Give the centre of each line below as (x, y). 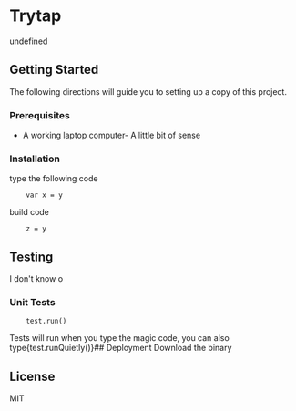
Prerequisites (40, 115)
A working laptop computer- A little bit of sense (112, 135)
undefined (29, 41)
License (32, 376)
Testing (31, 257)
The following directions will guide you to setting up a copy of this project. (148, 91)
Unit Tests (33, 303)
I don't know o (36, 279)
